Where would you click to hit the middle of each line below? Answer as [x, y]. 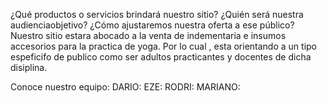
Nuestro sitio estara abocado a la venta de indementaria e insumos [148, 35]
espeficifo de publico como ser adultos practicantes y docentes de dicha [161, 57]
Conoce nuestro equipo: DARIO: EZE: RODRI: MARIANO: [125, 87]
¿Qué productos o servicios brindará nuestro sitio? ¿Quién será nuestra [157, 14]
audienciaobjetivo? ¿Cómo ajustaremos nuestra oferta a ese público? [152, 25]
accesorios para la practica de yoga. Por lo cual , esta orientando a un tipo [163, 46]
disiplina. [29, 67]
